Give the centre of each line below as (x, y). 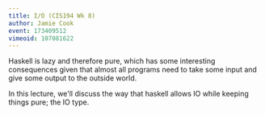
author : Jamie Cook (41, 23)
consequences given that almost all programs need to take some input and (132, 70)
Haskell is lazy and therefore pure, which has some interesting (112, 61)
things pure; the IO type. (49, 102)
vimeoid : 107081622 (41, 38)
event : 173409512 (38, 31)
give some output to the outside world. (73, 78)
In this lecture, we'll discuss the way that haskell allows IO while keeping (128, 94)
